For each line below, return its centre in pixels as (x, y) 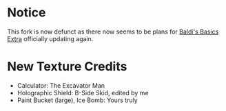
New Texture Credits (67, 67)
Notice (27, 13)
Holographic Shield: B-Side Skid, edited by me (83, 92)
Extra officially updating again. (50, 38)
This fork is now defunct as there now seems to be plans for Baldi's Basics (113, 32)
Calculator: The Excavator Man (61, 85)
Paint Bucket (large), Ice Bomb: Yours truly (77, 100)
